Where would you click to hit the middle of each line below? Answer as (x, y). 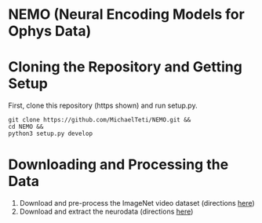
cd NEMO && (26, 127)
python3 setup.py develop (50, 134)
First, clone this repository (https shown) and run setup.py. (103, 106)
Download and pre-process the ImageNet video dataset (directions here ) (137, 203)
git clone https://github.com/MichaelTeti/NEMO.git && (100, 120)
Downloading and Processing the (118, 165)
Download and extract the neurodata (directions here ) (106, 212)
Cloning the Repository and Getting (126, 67)
